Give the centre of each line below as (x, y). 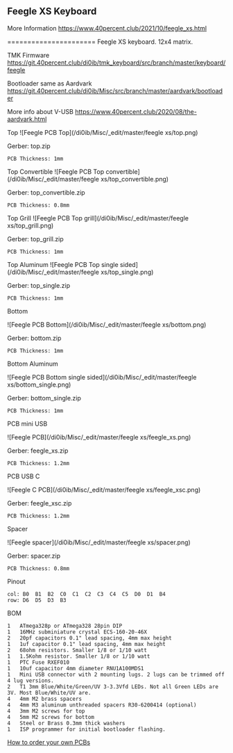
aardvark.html (27, 119)
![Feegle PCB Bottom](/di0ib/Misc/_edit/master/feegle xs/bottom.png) (107, 324)
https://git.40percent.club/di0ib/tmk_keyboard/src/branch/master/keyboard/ (116, 63)
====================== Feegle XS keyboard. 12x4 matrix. (100, 42)
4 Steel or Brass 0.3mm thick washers (67, 723)
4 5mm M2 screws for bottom (51, 717)
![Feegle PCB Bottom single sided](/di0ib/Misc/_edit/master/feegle (102, 377)
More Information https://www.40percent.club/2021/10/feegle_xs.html (107, 28)
